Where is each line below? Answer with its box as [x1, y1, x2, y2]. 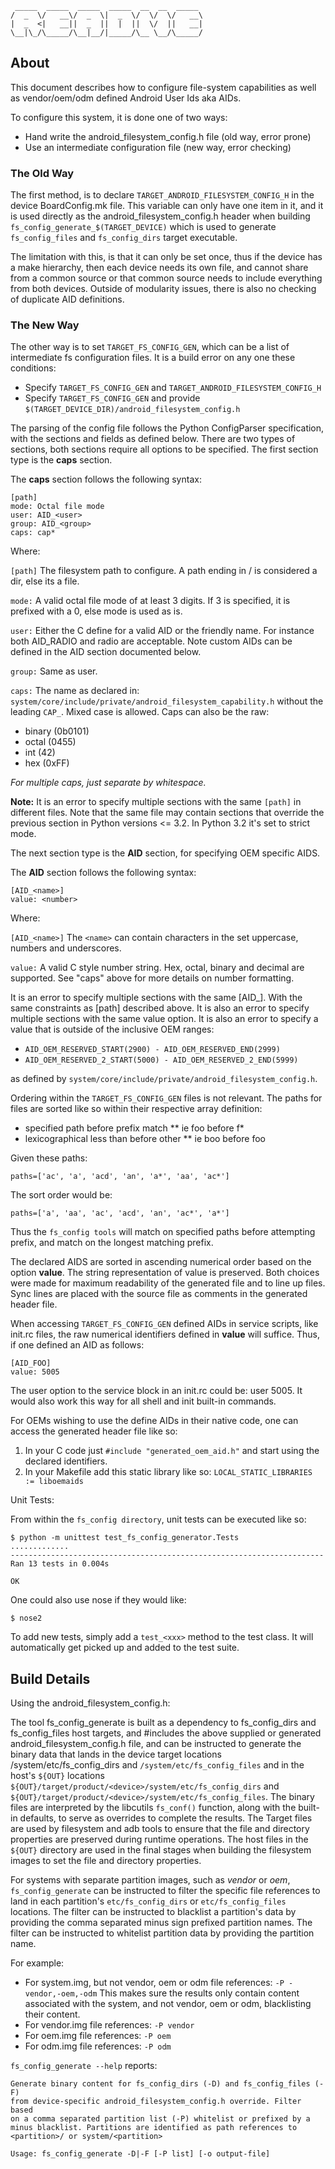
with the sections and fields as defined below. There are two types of [10, 433, 296, 445]
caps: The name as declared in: [10, 685, 140, 697]
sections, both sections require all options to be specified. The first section [10, 443, 319, 456]
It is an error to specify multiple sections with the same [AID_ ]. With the [10, 992, 303, 1004]
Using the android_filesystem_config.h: [10, 1697, 171, 1709]
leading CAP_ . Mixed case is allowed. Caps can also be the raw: [10, 706, 270, 718]
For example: [10, 1957, 65, 1969]
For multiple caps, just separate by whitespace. [10, 777, 207, 789]
